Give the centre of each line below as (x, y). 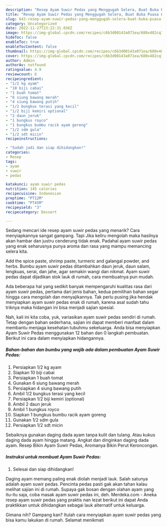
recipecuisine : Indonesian (33, 194)
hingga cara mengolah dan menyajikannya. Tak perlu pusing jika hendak (79, 297)
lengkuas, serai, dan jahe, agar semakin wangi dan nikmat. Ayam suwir (78, 272)
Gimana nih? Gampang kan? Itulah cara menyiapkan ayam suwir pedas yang (83, 515)
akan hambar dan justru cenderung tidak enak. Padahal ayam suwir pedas (81, 241)
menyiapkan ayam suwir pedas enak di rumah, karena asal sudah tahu (77, 302)
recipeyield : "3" (24, 207)
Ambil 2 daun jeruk (32, 404)
